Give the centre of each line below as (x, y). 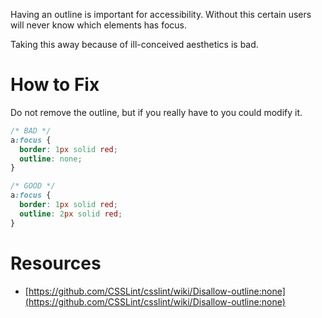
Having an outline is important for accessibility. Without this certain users (161, 14)
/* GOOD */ (33, 186)
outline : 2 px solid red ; (71, 214)
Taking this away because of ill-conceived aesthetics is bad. (134, 44)
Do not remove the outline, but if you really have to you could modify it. (156, 112)
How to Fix (55, 85)
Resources (56, 263)
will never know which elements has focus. (99, 25)
